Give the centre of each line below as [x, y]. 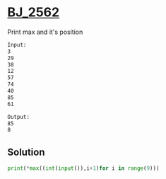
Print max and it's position [45, 32]
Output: [19, 117]
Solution [26, 152]
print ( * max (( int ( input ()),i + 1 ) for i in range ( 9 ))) [83, 168]
